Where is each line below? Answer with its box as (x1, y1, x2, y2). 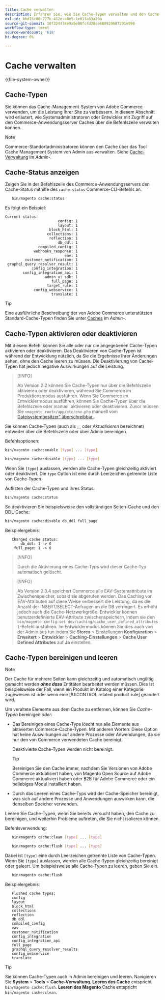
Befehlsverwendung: (5, 825, 47, 831)
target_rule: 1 (47, 283, 78, 288)
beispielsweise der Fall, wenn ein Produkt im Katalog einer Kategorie (5, 686, 144, 692)
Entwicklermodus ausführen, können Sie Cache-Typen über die (17, 398, 146, 404)
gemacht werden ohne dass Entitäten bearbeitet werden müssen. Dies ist (5, 681, 154, 687)
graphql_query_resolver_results (11, 947, 78, 952)
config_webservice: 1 (33, 288, 78, 293)
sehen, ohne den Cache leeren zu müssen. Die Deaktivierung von (5, 358, 138, 364)
